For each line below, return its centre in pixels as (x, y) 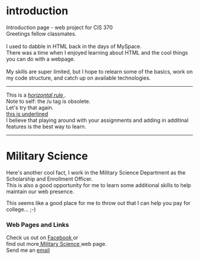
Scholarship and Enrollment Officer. (49, 179)
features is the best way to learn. (46, 127)
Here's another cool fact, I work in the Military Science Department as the (96, 172)
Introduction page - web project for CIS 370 (60, 27)
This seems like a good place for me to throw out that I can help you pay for (98, 203)
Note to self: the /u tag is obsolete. (48, 101)
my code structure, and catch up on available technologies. (78, 78)
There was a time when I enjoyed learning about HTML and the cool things (97, 52)
